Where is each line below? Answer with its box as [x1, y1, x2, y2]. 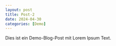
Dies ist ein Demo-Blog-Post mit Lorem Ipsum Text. [5, 35, 111, 41]
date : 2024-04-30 [5, 16, 42, 21]
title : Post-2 [5, 12, 35, 17]
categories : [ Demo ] [5, 21, 46, 26]
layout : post [5, 7, 33, 12]
